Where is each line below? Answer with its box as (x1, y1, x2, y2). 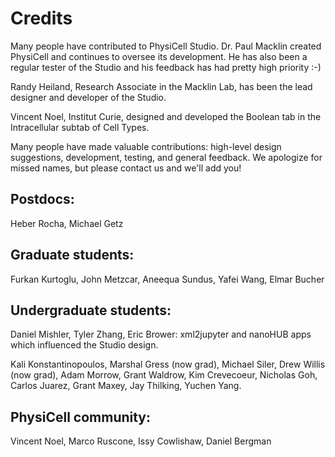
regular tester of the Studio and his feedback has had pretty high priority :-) (10, 61, 322, 73)
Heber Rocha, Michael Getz (10, 217, 124, 229)
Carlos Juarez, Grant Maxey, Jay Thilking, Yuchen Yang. (10, 380, 242, 392)
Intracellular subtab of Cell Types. (10, 121, 150, 133)
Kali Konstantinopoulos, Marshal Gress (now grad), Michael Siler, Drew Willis (10, 358, 326, 371)
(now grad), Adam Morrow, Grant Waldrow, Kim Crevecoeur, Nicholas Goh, (10, 369, 318, 381)
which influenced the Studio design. (10, 339, 159, 351)
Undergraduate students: (10, 302, 172, 319)
